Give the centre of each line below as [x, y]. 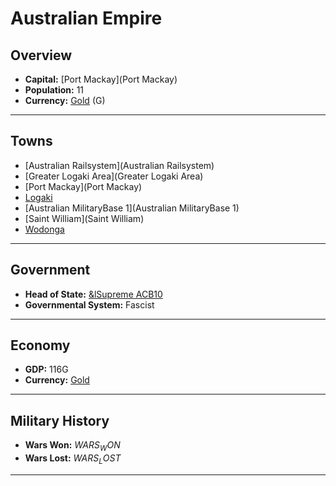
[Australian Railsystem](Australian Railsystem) [119, 165]
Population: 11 [54, 90]
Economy [40, 345]
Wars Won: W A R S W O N [72, 446]
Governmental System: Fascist [89, 304]
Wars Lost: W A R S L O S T [73, 459]
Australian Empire [86, 18]
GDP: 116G [46, 369]
